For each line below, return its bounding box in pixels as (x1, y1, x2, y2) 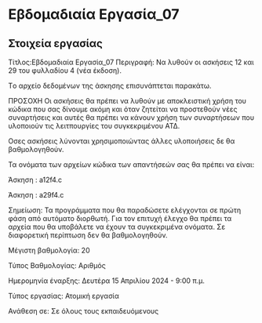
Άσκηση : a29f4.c (8, 191, 64, 199)
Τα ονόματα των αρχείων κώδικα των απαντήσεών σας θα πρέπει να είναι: (8, 160, 255, 169)
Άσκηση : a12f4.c (8, 175, 63, 184)
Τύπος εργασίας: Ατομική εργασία (8, 292, 120, 300)
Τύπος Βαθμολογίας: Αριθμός (8, 261, 106, 270)
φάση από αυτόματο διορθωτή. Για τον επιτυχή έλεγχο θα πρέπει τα (8, 214, 232, 223)
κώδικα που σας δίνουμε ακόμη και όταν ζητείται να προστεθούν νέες (8, 104, 238, 114)
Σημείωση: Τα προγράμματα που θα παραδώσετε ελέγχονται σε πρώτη (8, 205, 242, 215)
